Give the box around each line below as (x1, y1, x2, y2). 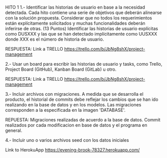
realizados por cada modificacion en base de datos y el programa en (5, 122, 147, 128)
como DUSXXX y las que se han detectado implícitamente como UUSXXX (5, 31, 157, 37)
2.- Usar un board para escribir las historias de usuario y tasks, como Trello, (5, 61, 162, 67)
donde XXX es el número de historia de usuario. (5, 36, 104, 42)
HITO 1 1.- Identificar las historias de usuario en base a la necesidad (5, 5, 145, 10)
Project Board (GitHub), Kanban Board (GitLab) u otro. (5, 66, 117, 72)
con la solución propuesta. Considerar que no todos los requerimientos (5, 15, 152, 21)
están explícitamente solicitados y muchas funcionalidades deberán (5, 20, 145, 26)
